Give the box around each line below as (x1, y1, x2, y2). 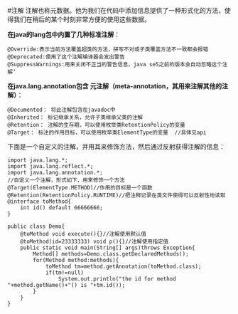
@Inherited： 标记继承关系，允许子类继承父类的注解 (7, 114, 144, 121)
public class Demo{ (7, 223, 65, 230)
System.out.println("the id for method (58, 276, 176, 283)
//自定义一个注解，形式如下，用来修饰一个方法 (7, 177, 126, 184)
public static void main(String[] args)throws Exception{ (20, 244, 195, 251)
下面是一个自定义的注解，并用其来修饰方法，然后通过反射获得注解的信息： (7, 142, 225, 151)
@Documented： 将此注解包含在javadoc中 (7, 106, 116, 113)
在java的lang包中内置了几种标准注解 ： (7, 31, 121, 38)
